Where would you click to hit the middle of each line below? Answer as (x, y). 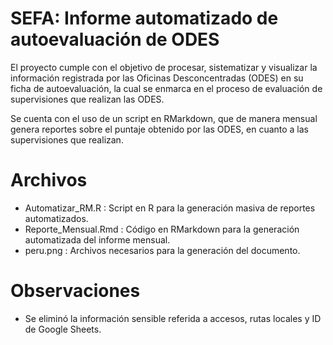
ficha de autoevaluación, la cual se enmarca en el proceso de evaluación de (166, 88)
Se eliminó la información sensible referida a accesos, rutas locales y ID (173, 318)
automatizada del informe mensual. (97, 239)
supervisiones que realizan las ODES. (87, 99)
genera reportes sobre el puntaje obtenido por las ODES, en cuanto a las (160, 129)
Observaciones (75, 291)
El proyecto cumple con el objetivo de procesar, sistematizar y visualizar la (164, 67)
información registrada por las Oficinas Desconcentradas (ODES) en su (157, 78)
